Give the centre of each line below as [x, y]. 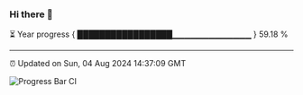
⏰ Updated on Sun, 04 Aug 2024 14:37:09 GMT [98, 64]
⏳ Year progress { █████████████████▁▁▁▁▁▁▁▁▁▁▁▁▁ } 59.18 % [149, 34]
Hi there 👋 [32, 14]
